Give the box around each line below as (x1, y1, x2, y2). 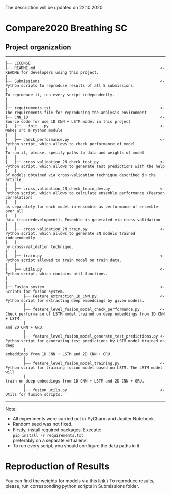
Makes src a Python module (5, 128, 63, 133)
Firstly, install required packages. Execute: (12, 426, 102, 433)
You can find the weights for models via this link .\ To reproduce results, (5, 478, 155, 484)
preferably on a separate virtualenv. (12, 437, 88, 443)
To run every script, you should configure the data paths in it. (12, 443, 141, 449)
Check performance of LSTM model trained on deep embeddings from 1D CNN (5, 311, 165, 317)
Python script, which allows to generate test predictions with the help (5, 164, 165, 169)
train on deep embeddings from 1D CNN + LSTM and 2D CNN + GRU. (5, 378, 145, 384)
